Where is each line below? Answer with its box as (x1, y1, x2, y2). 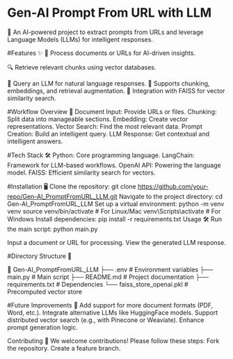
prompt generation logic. (7, 323, 79, 331)
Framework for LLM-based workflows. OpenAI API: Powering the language (7, 161, 221, 169)
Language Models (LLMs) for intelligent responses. (7, 35, 154, 43)
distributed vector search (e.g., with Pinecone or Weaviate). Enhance (7, 315, 204, 324)
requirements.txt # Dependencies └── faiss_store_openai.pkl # (7, 280, 189, 288)
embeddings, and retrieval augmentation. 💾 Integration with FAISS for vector (7, 86, 225, 95)
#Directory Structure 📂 (7, 252, 72, 260)
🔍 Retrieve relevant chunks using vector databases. (7, 63, 156, 71)
